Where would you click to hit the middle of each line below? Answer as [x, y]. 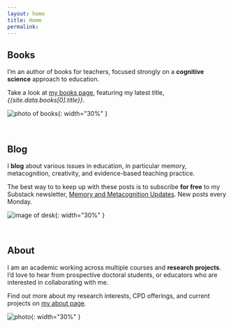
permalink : [23, 27]
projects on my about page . [47, 303]
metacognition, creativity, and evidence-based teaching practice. [101, 173]
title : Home [24, 20]
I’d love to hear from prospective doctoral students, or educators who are [112, 275]
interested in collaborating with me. [58, 282]
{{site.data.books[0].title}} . [46, 100]
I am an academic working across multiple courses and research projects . [114, 267]
